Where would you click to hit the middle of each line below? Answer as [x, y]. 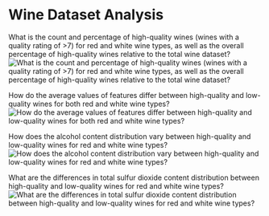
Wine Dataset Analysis [86, 15]
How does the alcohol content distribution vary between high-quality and [130, 136]
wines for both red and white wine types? [101, 104]
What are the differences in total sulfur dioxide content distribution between [134, 177]
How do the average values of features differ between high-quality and [126, 95]
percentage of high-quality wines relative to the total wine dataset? [120, 54]
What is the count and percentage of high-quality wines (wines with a [124, 37]
